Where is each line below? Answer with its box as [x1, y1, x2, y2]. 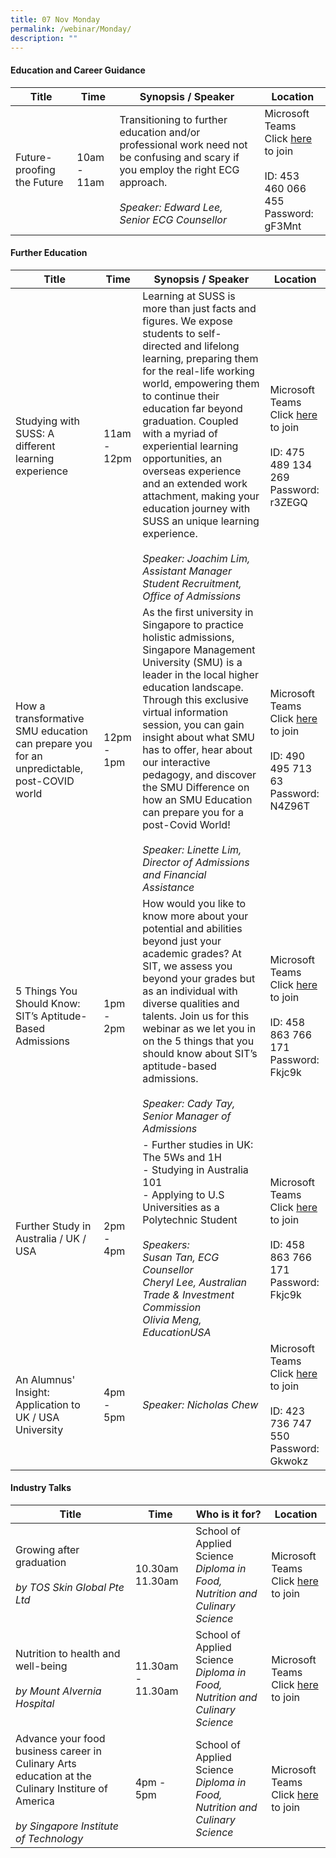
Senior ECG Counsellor [119, 212, 227, 226]
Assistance [142, 880, 195, 894]
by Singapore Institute [15, 1819, 120, 1833]
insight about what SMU [142, 730, 255, 744]
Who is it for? [195, 1507, 262, 1521]
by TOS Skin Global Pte [15, 1580, 125, 1594]
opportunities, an [142, 451, 223, 465]
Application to [15, 1397, 81, 1411]
